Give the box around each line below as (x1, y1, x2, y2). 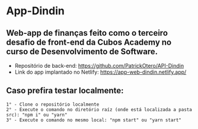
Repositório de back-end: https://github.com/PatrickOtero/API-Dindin (14, 62, 184, 69)
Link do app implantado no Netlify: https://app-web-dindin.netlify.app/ (14, 68, 187, 75)
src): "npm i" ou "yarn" (6, 112, 68, 118)
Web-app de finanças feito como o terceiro (6, 28, 168, 38)
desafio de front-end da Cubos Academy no (6, 37, 172, 47)
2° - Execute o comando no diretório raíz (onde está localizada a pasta (6, 106, 193, 112)
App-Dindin (6, 4, 65, 18)
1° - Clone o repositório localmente (6, 101, 100, 108)
